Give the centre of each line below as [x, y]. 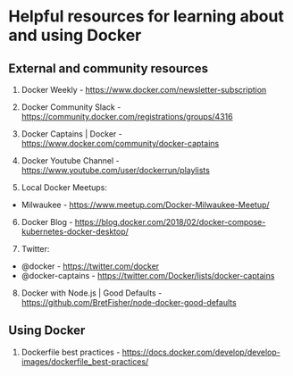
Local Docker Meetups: [64, 188]
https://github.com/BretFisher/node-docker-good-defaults [129, 302]
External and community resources [109, 68]
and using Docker [75, 35]
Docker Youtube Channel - [70, 161]
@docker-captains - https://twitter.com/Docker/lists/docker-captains [148, 276]
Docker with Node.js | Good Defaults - [92, 293]
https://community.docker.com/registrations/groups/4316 [127, 117]
